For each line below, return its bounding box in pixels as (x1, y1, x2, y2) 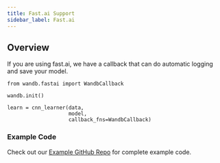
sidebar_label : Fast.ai (7, 16, 75, 23)
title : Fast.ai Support (7, 10, 75, 17)
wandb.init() (7, 92, 45, 99)
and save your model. (7, 67, 69, 75)
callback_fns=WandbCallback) (68, 116, 152, 123)
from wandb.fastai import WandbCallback (7, 80, 125, 88)
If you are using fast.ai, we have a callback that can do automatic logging (7, 60, 214, 68)
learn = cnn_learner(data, (7, 104, 84, 112)
